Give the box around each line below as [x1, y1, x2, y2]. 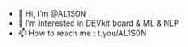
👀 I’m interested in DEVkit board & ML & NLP [17, 18, 179, 28]
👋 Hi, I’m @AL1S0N [17, 9, 87, 19]
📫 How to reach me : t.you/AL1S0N [17, 27, 147, 38]
